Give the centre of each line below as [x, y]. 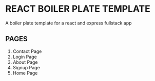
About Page [25, 62]
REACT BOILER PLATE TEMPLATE [78, 9]
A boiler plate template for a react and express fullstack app [69, 23]
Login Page [25, 57]
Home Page [25, 73]
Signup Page [26, 67]
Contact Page [27, 51]
